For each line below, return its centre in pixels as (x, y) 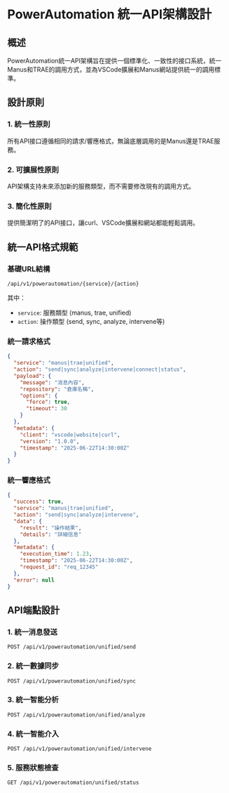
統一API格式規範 (43, 247)
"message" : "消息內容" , (53, 382)
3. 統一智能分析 (33, 700)
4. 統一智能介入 (33, 733)
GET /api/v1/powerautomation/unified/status (73, 783)
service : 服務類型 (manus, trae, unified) (74, 313)
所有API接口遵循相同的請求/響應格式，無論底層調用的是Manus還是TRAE (111, 140)
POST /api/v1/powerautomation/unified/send (72, 647)
